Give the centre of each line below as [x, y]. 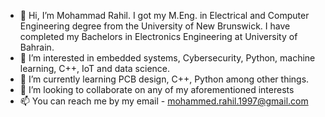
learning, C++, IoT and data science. [95, 68]
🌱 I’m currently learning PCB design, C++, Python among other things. [164, 79]
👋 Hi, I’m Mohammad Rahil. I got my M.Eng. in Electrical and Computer [164, 15]
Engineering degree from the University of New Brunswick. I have [155, 26]
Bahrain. [37, 47]
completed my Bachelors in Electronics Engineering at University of [158, 36]
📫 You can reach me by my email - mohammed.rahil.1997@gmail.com [164, 101]
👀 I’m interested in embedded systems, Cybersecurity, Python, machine [167, 58]
